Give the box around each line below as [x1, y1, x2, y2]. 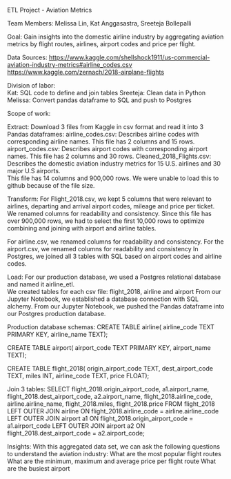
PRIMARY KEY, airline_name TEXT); [7, 331, 108, 338]
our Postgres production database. [7, 310, 106, 317]
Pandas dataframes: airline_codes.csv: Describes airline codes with [7, 130, 199, 138]
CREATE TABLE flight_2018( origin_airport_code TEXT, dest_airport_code [7, 364, 214, 372]
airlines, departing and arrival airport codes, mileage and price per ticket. [7, 202, 215, 210]
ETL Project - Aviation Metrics [7, 6, 92, 14]
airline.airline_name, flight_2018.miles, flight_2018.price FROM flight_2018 [7, 400, 215, 408]
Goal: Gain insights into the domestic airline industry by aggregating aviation [7, 32, 224, 41]
